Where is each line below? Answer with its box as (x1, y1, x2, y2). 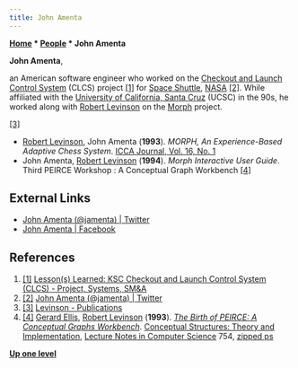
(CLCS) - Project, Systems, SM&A (22, 284, 147, 294)
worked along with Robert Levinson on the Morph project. (9, 101, 223, 112)
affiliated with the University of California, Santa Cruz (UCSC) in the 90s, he (9, 92, 289, 102)
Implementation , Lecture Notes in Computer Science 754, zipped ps (22, 331, 274, 342)
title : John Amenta (9, 13, 83, 22)
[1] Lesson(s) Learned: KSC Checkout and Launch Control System (22, 274, 267, 285)
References (9, 250, 75, 265)
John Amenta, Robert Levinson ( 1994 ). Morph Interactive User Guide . (22, 154, 280, 166)
